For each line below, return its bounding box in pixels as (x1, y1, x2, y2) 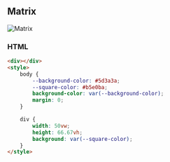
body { (20, 70, 39, 78)
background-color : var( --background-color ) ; (32, 90, 164, 97)
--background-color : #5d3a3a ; (32, 77, 120, 84)
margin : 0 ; (32, 97, 64, 104)
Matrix (7, 6, 36, 18)
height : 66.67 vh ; (32, 129, 83, 136)
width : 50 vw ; (32, 122, 71, 129)
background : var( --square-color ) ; (32, 135, 133, 142)
